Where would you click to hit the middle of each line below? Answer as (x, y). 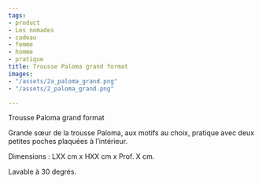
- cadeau (22, 37)
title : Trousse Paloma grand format (68, 67)
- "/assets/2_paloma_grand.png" (61, 88)
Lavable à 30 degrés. (42, 172)
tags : (17, 15)
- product (24, 23)
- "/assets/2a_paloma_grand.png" (63, 81)
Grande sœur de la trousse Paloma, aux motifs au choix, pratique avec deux (131, 133)
